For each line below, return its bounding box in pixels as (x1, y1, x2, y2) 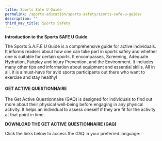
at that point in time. (5, 112, 45, 118)
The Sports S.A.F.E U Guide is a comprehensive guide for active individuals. (5, 43, 157, 49)
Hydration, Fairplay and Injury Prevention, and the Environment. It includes (5, 59, 154, 65)
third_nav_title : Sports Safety (5, 20, 70, 26)
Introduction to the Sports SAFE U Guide (5, 34, 88, 40)
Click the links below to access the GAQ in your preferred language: (5, 131, 141, 137)
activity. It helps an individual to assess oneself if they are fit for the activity (5, 106, 156, 112)
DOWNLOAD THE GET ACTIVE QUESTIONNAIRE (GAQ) (5, 121, 117, 127)
